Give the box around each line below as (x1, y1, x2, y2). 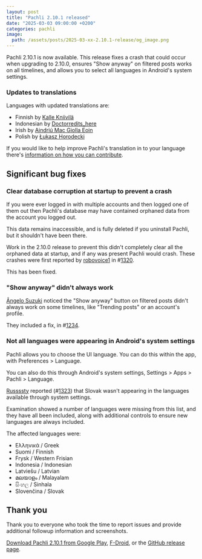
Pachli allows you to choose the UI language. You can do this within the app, (6, 350, 197, 358)
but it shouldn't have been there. (6, 232, 88, 239)
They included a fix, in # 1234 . (6, 322, 80, 329)
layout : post (6, 8, 39, 15)
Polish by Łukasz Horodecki (15, 133, 85, 140)
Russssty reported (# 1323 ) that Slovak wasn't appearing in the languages (6, 387, 189, 394)
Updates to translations (6, 88, 77, 96)
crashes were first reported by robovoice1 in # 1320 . (6, 256, 135, 264)
